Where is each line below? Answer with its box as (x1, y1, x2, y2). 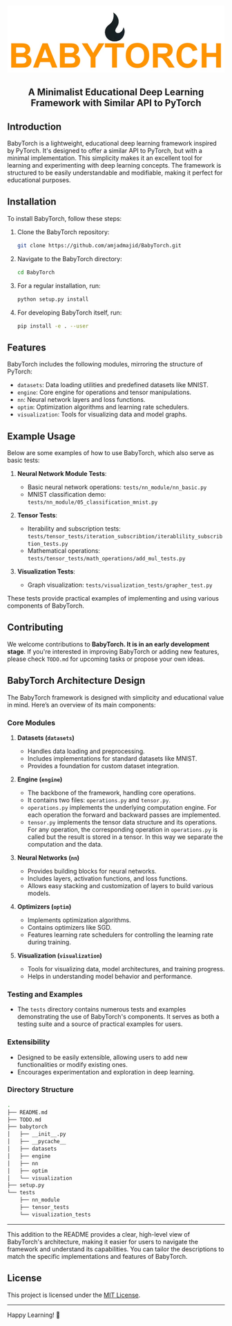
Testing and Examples (7, 989, 83, 999)
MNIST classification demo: (27, 490, 106, 499)
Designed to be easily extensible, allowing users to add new (17, 1053, 188, 1061)
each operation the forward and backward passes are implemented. (27, 811, 221, 819)
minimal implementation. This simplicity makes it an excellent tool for (7, 154, 202, 162)
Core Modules (7, 718, 56, 727)
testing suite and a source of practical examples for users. (17, 1020, 183, 1028)
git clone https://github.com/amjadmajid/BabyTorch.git (17, 242, 182, 249)
